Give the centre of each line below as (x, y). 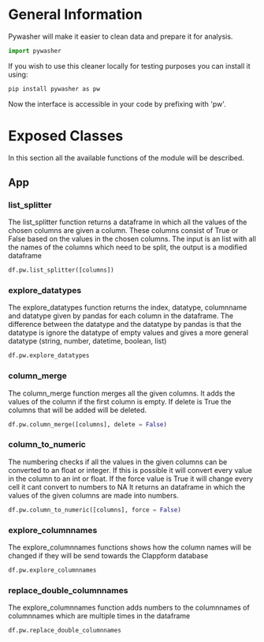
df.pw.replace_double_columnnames (65, 631)
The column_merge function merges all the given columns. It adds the (122, 393)
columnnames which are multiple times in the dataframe (99, 616)
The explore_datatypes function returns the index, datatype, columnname (128, 308)
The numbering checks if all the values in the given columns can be (118, 462)
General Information (76, 15)
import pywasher (35, 51)
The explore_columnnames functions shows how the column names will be (130, 547)
